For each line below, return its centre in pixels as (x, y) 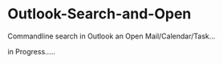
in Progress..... (31, 51)
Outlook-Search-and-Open (99, 14)
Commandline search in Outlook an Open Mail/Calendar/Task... (111, 36)
